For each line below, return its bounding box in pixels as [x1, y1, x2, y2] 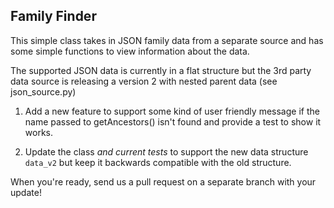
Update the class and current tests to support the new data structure [24, 145, 309, 158]
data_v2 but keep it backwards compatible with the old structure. [24, 156, 292, 168]
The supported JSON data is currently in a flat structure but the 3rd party [10, 64, 312, 76]
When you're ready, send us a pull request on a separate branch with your [10, 175, 317, 188]
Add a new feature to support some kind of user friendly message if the [24, 105, 320, 117]
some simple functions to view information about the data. [10, 45, 250, 57]
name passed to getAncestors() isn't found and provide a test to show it [24, 115, 322, 128]
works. [24, 126, 53, 138]
